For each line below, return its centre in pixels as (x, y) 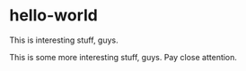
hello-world (54, 16)
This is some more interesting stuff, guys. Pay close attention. (123, 57)
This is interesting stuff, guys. (64, 40)
